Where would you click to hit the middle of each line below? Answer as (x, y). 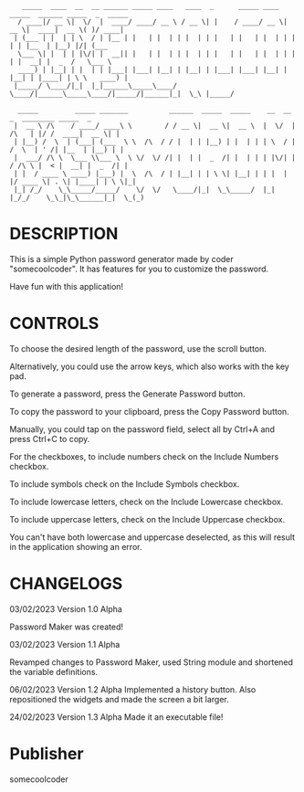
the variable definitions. (54, 671)
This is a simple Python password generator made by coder (122, 259)
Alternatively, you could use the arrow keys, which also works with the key (149, 366)
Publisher (47, 754)
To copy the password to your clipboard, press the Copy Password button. (149, 411)
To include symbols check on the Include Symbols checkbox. (125, 484)
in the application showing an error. (76, 546)
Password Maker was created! (67, 627)
